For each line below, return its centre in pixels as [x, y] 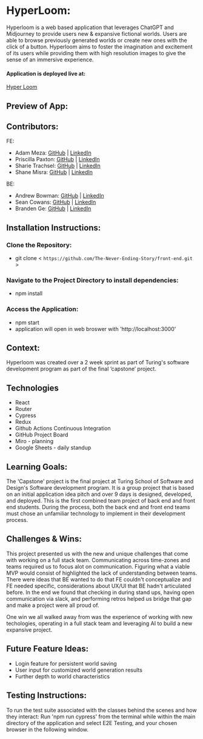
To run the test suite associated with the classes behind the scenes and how [101, 710]
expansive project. [29, 630]
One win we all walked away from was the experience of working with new [99, 617]
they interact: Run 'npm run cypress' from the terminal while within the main [101, 717]
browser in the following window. [48, 729]
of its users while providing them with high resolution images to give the [96, 53]
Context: [23, 348]
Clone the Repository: [39, 245]
